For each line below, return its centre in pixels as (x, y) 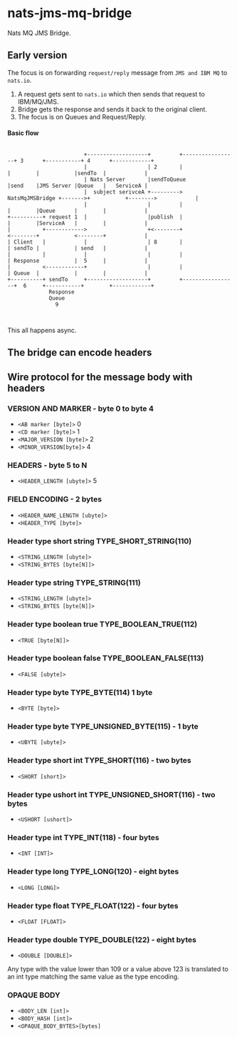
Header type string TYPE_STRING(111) (74, 582)
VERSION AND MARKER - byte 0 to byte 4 (81, 409)
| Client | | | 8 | (95, 242)
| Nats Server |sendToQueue (135, 179)
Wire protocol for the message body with (100, 377)
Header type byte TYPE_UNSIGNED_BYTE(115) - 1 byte (103, 726)
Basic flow (23, 133)
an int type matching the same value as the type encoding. (93, 977)
